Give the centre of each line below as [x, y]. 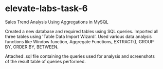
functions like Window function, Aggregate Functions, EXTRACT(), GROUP [80, 41]
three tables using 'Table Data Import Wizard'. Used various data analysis [79, 36]
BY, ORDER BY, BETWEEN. [32, 47]
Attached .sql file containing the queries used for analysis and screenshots [80, 56]
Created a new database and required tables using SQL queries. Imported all [82, 31]
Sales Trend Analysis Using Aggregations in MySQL [57, 22]
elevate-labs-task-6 [46, 9]
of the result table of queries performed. [45, 61]
